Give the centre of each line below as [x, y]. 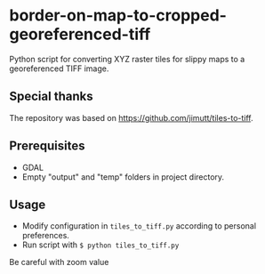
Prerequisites [47, 146]
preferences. [45, 236]
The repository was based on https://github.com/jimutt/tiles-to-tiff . [131, 117]
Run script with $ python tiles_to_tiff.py [100, 245]
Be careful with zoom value [59, 262]
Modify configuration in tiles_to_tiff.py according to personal [139, 226]
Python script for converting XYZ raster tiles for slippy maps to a [127, 59]
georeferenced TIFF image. [59, 68]
